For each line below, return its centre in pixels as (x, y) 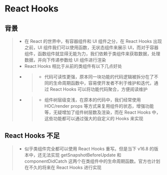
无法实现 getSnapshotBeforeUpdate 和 (81, 155)
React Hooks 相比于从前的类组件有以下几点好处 (73, 66)
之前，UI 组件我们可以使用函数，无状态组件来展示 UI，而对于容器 (91, 47)
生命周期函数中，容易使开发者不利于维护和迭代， (104, 83)
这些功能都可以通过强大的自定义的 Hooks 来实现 (94, 118)
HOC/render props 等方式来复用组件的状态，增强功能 (99, 106)
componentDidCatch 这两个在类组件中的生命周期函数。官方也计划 (92, 161)
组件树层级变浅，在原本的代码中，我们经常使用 (92, 100)
